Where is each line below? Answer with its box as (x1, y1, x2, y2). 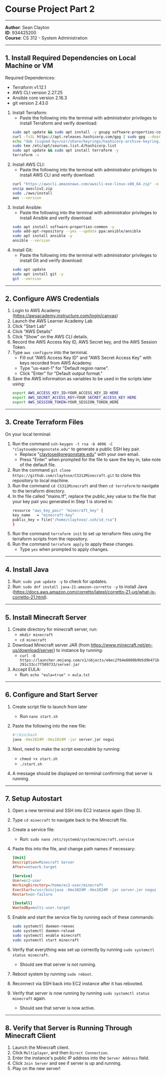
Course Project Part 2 (5, 3, 95, 15)
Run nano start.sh (19, 713, 58, 719)
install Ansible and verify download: (19, 215, 92, 221)
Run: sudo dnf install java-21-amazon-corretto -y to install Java (12, 584, 147, 590)
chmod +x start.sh (19, 757, 58, 761)
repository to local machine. (12, 478, 70, 483)
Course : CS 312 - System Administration (5, 35, 88, 40)
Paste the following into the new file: (12, 722, 86, 729)
